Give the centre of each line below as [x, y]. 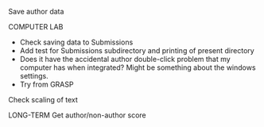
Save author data [36, 12]
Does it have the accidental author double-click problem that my [125, 59]
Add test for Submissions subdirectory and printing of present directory [137, 50]
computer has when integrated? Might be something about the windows [138, 67]
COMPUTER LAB [36, 27]
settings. [34, 76]
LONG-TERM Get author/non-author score [77, 115]
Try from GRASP [47, 84]
